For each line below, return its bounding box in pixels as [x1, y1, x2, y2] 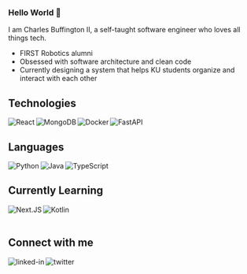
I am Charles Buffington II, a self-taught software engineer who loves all [8, 25, 241, 35]
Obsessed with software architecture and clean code [19, 57, 192, 66]
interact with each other [19, 74, 98, 83]
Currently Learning [8, 184, 104, 198]
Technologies [8, 96, 77, 109]
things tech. [8, 33, 47, 43]
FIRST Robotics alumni [19, 49, 93, 58]
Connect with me [8, 236, 94, 250]
